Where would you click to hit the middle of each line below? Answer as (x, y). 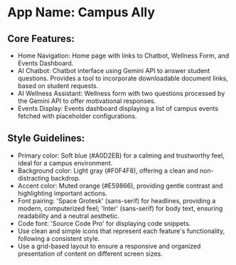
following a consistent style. (59, 238)
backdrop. (66, 178)
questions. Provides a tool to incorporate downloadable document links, (123, 78)
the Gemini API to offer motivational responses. (87, 101)
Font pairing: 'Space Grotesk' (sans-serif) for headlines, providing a (117, 200)
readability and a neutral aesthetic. (68, 216)
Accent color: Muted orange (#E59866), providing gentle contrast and (120, 185)
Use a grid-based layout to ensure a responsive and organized (109, 246)
